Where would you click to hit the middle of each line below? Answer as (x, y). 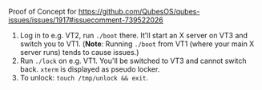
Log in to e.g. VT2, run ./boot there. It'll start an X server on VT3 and (134, 35)
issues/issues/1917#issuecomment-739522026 (86, 20)
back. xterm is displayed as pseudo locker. (90, 69)
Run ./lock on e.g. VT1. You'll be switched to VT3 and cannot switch (133, 61)
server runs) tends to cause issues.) (79, 52)
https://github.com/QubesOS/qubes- (139, 12)
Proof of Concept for (42, 12)
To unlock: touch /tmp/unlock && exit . (84, 78)
